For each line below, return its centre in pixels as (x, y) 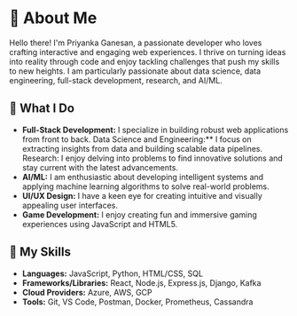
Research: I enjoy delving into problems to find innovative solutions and (152, 158)
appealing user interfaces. (70, 205)
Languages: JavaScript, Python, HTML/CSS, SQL (113, 273)
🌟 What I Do (42, 109)
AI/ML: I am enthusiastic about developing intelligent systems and (143, 177)
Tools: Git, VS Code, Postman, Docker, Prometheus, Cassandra (137, 302)
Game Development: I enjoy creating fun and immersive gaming (139, 214)
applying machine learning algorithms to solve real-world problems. (146, 186)
